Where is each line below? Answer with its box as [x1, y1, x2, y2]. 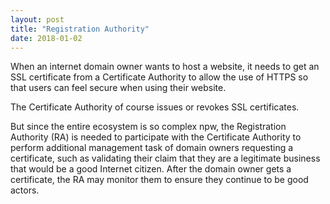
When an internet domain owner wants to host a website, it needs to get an [10, 61, 320, 73]
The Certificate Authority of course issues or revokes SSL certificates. [10, 101, 300, 113]
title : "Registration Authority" [10, 24, 150, 34]
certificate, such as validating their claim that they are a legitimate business [10, 152, 321, 165]
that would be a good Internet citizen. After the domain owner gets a [10, 163, 292, 175]
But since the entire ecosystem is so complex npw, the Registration [10, 121, 287, 133]
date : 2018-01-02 [10, 33, 83, 43]
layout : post [10, 14, 65, 25]
